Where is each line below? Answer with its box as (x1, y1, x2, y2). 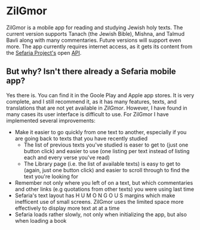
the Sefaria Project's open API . (6, 49, 82, 56)
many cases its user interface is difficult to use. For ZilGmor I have (6, 110, 169, 117)
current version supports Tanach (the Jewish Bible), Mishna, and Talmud (6, 30, 185, 37)
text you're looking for (23, 173, 79, 180)
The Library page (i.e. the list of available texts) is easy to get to (23, 160, 181, 167)
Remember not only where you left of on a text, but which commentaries (14, 179, 193, 186)
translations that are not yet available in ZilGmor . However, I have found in (6, 104, 187, 111)
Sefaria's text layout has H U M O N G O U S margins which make (14, 192, 176, 199)
